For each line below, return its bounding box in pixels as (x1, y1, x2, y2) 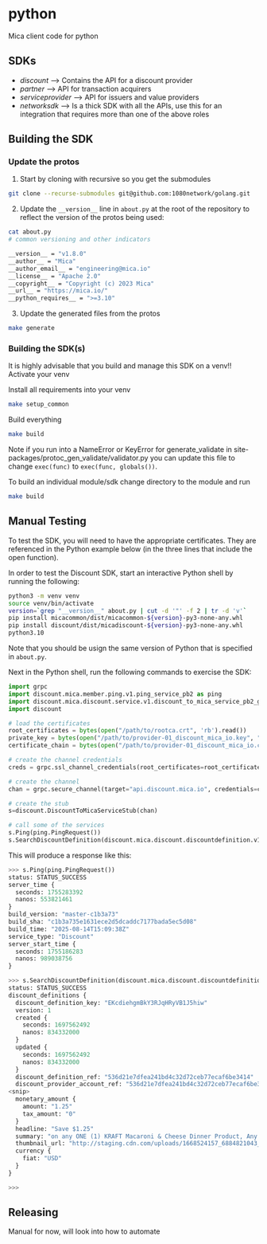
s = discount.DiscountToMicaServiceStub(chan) (8, 806, 158, 815)
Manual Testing (8, 515, 87, 528)
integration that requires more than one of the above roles (19, 109, 210, 119)
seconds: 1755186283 (15, 948, 83, 956)
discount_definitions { (8, 991, 87, 999)
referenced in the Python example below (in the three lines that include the (8, 544, 253, 554)
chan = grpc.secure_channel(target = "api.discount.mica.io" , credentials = (8, 785, 258, 793)
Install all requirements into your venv (8, 385, 131, 394)
